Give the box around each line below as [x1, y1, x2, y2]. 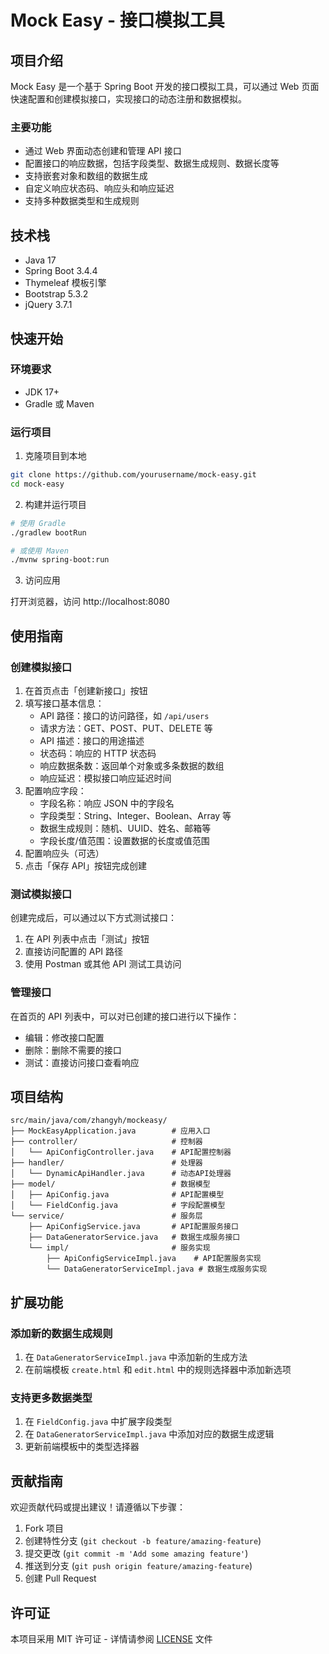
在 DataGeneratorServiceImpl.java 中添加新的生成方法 [24, 1351, 248, 1363]
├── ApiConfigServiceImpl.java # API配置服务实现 [46, 1254, 262, 1264]
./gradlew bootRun [10, 527, 87, 538]
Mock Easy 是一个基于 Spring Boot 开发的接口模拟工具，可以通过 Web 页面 [10, 81, 320, 92]
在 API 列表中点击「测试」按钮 [24, 933, 150, 945]
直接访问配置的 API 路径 [24, 946, 124, 958]
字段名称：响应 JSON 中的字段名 [39, 797, 175, 810]
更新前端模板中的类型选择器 [24, 1441, 140, 1453]
